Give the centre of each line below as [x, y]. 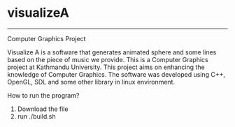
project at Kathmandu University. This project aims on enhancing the [106, 67]
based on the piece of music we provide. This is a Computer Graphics [108, 59]
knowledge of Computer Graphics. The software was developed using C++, [116, 74]
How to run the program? [43, 95]
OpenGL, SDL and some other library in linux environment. [91, 82]
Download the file [43, 109]
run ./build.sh [36, 116]
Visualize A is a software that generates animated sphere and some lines [112, 52]
